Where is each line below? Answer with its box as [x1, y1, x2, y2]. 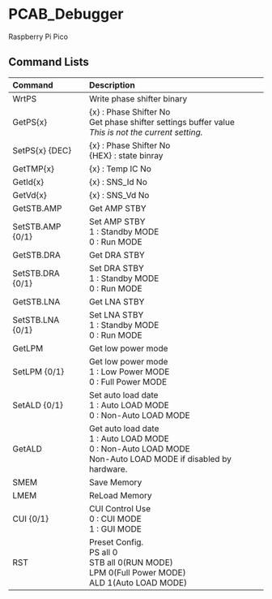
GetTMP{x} [12, 163, 55, 175]
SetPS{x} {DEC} [12, 144, 72, 156]
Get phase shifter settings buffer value [88, 116, 235, 127]
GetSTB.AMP [12, 202, 62, 213]
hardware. [88, 463, 128, 475]
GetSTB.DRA [12, 249, 61, 261]
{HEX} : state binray [88, 149, 164, 161]
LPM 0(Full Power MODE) [88, 567, 186, 578]
